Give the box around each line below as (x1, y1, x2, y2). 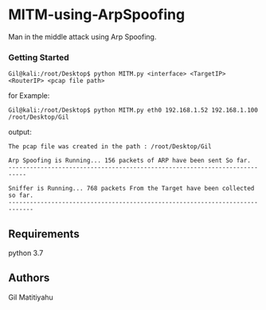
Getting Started (8, 52, 69, 63)
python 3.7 (8, 249, 44, 258)
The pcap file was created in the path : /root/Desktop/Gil (8, 143, 213, 151)
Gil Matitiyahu (8, 292, 53, 302)
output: (8, 128, 32, 137)
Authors (8, 271, 50, 284)
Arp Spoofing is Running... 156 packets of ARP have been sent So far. (8, 157, 251, 165)
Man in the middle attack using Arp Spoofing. (8, 32, 157, 41)
